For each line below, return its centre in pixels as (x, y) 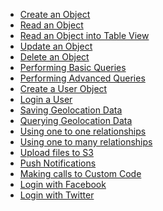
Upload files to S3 (56, 152)
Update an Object (56, 46)
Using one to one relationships (83, 131)
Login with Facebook (63, 184)
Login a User (46, 99)
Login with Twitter (57, 195)
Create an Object (55, 14)
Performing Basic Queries (73, 67)
